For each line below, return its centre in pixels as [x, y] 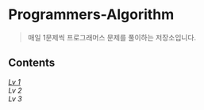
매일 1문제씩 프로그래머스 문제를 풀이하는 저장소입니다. [112, 37]
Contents [32, 63]
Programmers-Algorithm [91, 15]
